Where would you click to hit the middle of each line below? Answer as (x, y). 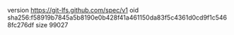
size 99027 (52, 25)
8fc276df (21, 25)
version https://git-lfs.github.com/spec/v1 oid (73, 10)
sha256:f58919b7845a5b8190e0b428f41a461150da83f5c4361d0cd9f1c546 (117, 17)
